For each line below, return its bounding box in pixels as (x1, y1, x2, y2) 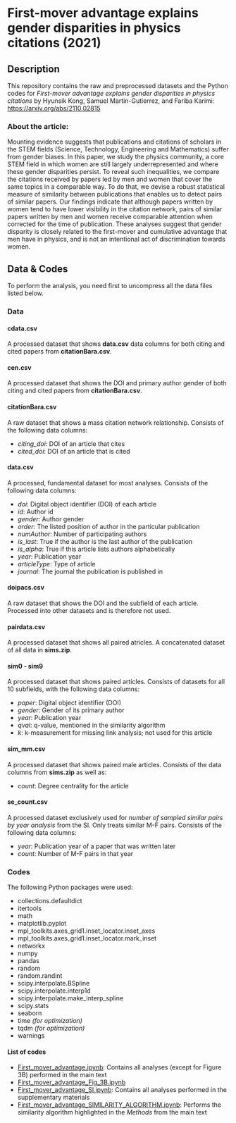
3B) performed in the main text (17, 1071, 107, 1079)
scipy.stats (17, 1002, 49, 1010)
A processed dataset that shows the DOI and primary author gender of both (7, 379, 227, 387)
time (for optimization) (17, 1017, 83, 1025)
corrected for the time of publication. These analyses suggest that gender (7, 220, 222, 228)
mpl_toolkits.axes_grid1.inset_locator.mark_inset (17, 934, 157, 943)
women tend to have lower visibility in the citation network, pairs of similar (7, 205, 223, 213)
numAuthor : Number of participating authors (17, 530, 147, 538)
